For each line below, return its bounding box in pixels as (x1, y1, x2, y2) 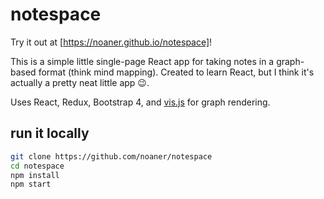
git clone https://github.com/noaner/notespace (10, 151, 213, 162)
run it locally (10, 125, 90, 142)
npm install (10, 170, 60, 180)
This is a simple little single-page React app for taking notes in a (10, 55, 275, 67)
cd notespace (10, 161, 65, 171)
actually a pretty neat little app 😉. (10, 76, 150, 88)
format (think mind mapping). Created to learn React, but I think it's (38, 66, 315, 78)
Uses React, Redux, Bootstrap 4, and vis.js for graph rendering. (10, 96, 271, 108)
